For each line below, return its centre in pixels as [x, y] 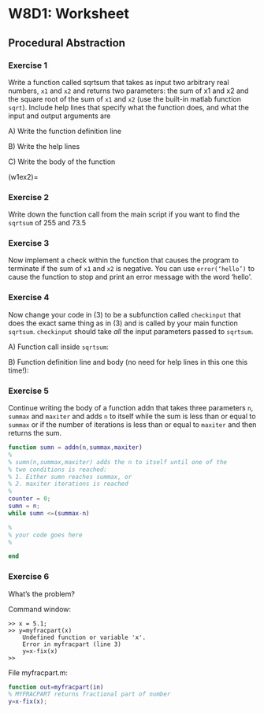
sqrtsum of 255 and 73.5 [47, 223]
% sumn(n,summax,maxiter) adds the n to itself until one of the [117, 462]
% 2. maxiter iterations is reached [68, 484]
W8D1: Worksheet [69, 14]
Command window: [40, 609]
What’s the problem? [41, 594]
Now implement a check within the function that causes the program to [123, 260]
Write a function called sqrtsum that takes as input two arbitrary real [119, 82]
